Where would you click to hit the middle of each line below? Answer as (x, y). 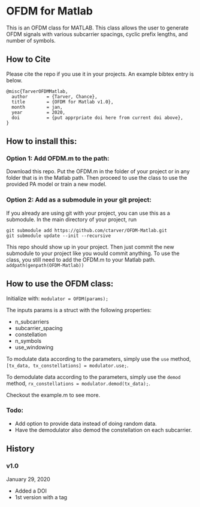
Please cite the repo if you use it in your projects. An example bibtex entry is (100, 74)
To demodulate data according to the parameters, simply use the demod (93, 376)
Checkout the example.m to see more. (53, 395)
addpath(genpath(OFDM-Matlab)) (45, 265)
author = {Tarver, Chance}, (54, 97)
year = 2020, (39, 112)
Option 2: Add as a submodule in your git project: (79, 200)
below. (14, 80)
